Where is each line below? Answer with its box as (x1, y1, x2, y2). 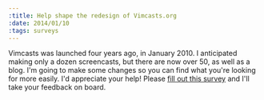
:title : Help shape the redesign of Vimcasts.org (8, 11, 178, 20)
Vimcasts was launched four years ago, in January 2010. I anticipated (8, 49, 238, 58)
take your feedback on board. (8, 82, 106, 92)
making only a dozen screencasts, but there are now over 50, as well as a (8, 57, 250, 66)
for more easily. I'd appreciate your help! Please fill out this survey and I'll (8, 74, 250, 84)
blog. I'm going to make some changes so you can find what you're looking (8, 66, 256, 75)
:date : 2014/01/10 (8, 19, 70, 27)
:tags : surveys (8, 26, 59, 34)
